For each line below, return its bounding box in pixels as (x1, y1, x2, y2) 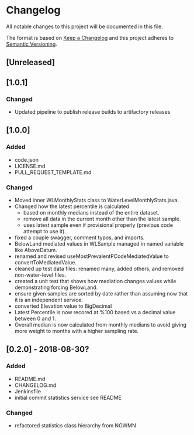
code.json (14, 156, 39, 163)
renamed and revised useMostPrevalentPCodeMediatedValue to (14, 253, 169, 260)
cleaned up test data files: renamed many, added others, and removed (14, 265, 184, 272)
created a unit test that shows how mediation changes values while (14, 278, 176, 284)
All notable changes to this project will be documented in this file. (6, 23, 164, 30)
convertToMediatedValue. (14, 259, 77, 266)
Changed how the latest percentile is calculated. (14, 203, 131, 210)
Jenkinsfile (14, 388, 41, 395)
